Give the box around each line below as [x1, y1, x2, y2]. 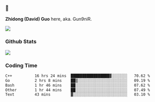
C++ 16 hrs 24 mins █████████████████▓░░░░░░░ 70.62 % [5, 73, 150, 78]
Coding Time [5, 62, 38, 69]
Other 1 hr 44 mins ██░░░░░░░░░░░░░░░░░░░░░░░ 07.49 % [5, 87, 150, 92]
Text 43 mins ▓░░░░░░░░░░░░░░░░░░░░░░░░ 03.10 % [5, 92, 150, 97]
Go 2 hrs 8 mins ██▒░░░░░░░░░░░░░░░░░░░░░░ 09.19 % [5, 78, 150, 83]
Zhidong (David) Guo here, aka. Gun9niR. [5, 16, 92, 22]
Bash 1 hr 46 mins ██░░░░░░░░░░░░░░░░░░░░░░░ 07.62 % [5, 83, 150, 88]
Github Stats [5, 38, 37, 45]
